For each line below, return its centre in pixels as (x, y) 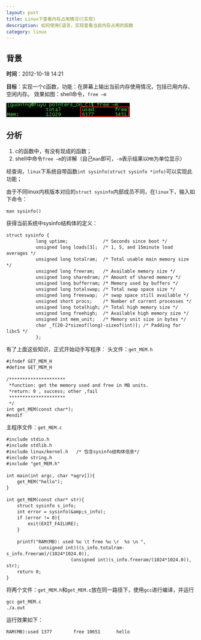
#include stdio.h (28, 439)
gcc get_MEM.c (24, 602)
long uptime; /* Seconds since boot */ (102, 241)
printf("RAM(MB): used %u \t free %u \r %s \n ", (82, 542)
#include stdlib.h (29, 445)
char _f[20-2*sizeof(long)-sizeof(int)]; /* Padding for (108, 325)
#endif (14, 415)
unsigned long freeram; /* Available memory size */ (106, 271)
